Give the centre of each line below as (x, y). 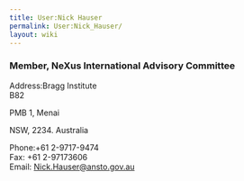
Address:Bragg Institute (53, 86)
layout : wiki (34, 34)
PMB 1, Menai (35, 113)
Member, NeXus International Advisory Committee (122, 66)
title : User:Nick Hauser (56, 18)
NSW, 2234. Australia (49, 130)
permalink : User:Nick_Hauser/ (66, 26)
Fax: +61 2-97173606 (49, 157)
